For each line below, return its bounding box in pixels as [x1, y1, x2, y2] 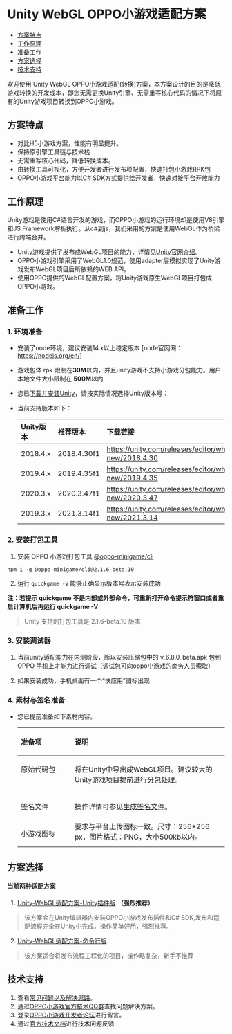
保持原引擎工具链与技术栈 [17, 147, 90, 156]
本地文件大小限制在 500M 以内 [17, 374, 104, 383]
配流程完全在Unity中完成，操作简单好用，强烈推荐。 [23, 922, 173, 930]
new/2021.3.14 [106, 513, 159, 523]
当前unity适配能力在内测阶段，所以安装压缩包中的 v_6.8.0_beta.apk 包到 [17, 653, 222, 661]
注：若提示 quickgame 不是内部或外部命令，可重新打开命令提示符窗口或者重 [7, 593, 224, 602]
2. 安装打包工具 [7, 535, 59, 545]
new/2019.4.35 [106, 473, 159, 483]
